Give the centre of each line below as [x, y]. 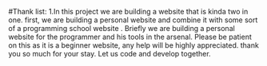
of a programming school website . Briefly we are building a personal [122, 28]
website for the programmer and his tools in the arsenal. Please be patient [130, 37]
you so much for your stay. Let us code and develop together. [110, 54]
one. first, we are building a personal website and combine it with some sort [133, 20]
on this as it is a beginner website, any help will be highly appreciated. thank [134, 45]
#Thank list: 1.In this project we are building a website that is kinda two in [128, 12]
